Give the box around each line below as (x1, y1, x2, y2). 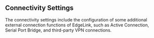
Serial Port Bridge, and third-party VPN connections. (5, 27, 112, 33)
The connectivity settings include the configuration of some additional (5, 17, 148, 22)
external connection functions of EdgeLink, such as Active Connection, (5, 22, 149, 28)
